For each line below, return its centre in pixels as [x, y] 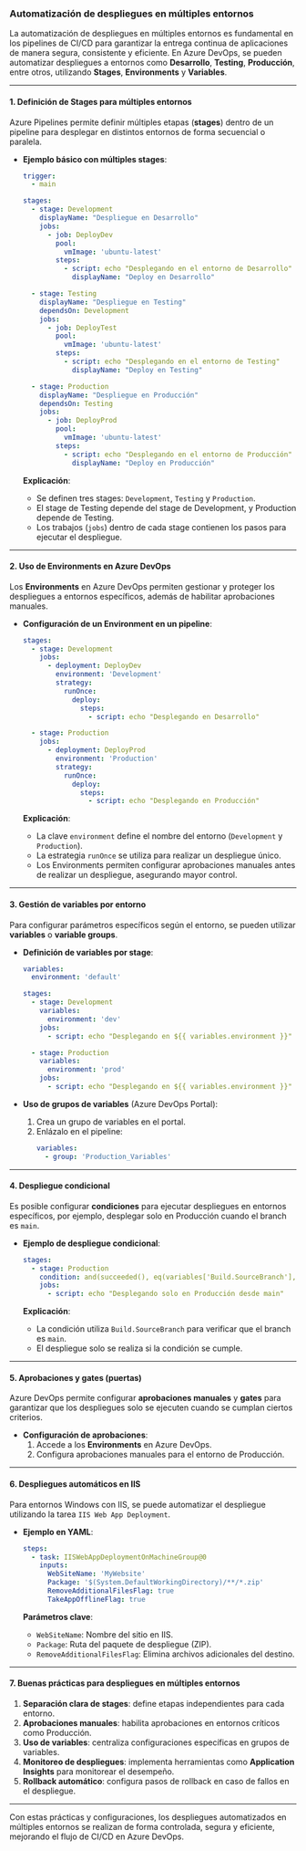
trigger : [39, 176]
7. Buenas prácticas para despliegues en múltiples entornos [125, 1683]
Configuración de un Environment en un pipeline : [117, 623]
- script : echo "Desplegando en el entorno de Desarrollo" [178, 269]
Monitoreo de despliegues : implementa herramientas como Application [158, 1762]
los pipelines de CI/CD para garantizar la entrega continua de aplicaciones [149, 43]
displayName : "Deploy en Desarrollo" [143, 277]
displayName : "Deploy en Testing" [137, 370]
